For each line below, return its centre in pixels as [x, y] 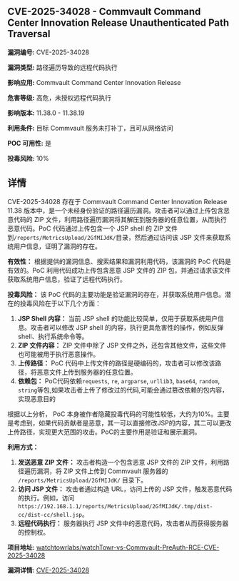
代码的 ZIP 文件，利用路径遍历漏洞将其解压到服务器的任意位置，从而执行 [120, 219]
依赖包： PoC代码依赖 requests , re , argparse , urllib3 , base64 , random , [119, 380]
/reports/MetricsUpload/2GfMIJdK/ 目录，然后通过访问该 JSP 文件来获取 [119, 237]
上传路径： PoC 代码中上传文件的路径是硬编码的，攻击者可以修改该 [116, 363]
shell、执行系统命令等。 [53, 336]
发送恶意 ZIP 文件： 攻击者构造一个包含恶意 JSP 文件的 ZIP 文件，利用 [120, 462]
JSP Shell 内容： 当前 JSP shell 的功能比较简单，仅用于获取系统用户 [117, 318]
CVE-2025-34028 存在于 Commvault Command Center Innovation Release [117, 201]
